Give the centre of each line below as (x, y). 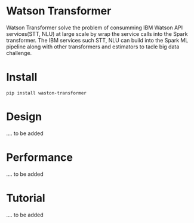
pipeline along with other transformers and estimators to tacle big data (93, 47)
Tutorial (26, 198)
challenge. (19, 53)
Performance (40, 157)
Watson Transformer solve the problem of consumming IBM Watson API (95, 28)
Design (24, 117)
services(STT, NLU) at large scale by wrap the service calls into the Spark (97, 33)
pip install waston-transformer (46, 93)
